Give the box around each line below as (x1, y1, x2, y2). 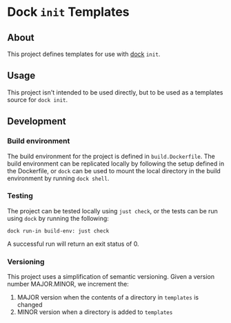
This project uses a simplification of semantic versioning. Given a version (7, 273, 215, 281)
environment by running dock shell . (7, 174, 110, 182)
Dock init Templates (7, 4, 130, 20)
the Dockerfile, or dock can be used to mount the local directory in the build (7, 166, 221, 175)
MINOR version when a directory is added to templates (17, 308, 173, 316)
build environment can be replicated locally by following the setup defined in (7, 159, 225, 168)
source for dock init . (7, 95, 68, 104)
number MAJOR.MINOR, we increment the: (7, 280, 129, 288)
